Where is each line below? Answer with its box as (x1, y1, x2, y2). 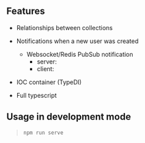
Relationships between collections (16, 23, 114, 31)
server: (36, 57, 57, 66)
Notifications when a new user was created (16, 37, 139, 45)
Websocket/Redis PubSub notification (26, 50, 134, 58)
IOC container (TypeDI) (16, 78, 82, 86)
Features (6, 5, 45, 17)
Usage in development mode (6, 111, 131, 122)
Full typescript (16, 91, 57, 99)
